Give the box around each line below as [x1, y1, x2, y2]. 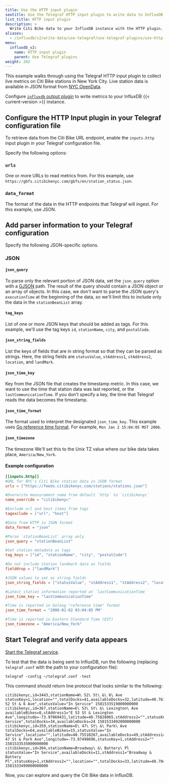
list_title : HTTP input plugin [5, 17, 71, 22]
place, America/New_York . [5, 451, 57, 457]
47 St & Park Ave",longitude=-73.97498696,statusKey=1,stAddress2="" [5, 737, 154, 742]
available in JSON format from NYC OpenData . [5, 84, 102, 90]
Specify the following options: [5, 150, 67, 156]
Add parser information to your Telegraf [5, 221, 133, 230]
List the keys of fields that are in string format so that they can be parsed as [5, 348, 162, 354]
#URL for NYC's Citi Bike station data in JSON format [5, 478, 123, 484]
